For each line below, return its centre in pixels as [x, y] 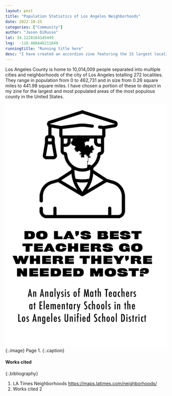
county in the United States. [35, 96]
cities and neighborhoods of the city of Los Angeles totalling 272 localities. [84, 75]
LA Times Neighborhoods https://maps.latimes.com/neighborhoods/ [85, 383]
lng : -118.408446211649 [32, 44]
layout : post [19, 11]
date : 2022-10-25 [24, 22]
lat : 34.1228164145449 [29, 38]
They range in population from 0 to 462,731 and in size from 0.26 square [82, 80]
